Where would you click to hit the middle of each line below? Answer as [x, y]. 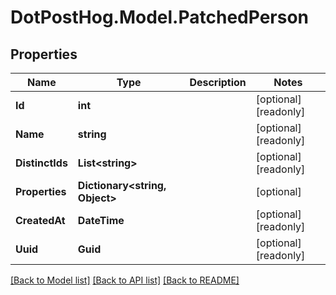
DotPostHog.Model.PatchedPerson [159, 17]
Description [218, 82]
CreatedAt [40, 220]
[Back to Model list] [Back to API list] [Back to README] [125, 280]
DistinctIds [41, 163]
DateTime [101, 220]
